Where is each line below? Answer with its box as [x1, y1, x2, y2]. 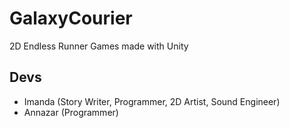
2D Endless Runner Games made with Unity [9, 40, 189, 52]
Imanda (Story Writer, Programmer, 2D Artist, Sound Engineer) [23, 95, 281, 107]
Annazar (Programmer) [23, 106, 119, 118]
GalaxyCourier [9, 7, 133, 30]
